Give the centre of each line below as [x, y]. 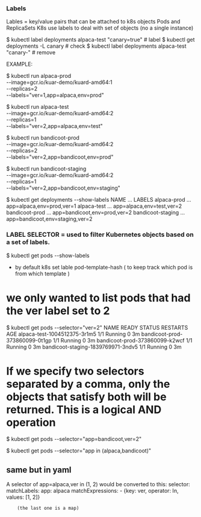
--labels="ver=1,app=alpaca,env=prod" [55, 95]
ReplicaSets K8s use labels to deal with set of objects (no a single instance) [100, 28]
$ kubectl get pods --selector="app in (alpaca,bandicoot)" [79, 451]
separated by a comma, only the [88, 384]
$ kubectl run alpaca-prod [39, 76]
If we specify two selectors [75, 371]
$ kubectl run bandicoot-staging [46, 169]
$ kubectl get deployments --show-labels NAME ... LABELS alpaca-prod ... [99, 200]
